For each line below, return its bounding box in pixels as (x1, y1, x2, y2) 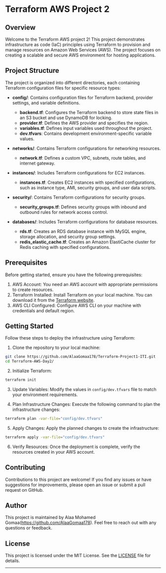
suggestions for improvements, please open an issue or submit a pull (5, 482, 146, 488)
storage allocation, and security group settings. (19, 233, 116, 239)
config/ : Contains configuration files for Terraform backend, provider (12, 94, 153, 100)
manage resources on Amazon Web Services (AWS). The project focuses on (5, 47, 161, 53)
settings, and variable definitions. (12, 100, 81, 106)
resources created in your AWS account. (12, 449, 95, 455)
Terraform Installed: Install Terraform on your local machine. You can (12, 291, 152, 298)
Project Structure (5, 66, 59, 75)
